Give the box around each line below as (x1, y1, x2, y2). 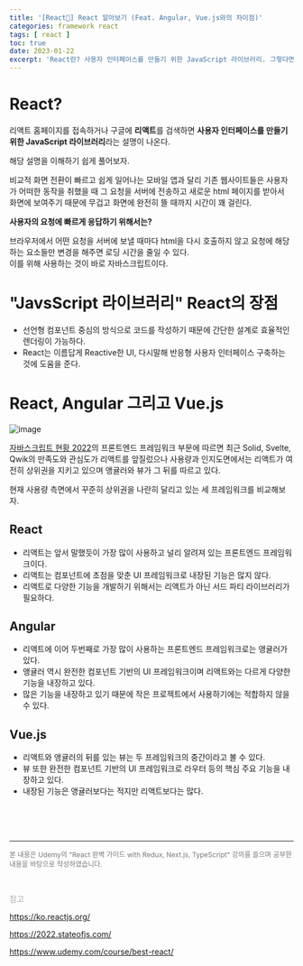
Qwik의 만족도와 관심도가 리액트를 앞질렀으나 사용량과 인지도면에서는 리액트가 (9, 453, 284, 465)
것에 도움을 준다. (22, 358, 81, 369)
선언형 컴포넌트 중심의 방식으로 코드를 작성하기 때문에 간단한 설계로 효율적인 (22, 324, 290, 335)
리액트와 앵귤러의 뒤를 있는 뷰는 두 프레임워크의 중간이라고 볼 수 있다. (22, 752, 266, 763)
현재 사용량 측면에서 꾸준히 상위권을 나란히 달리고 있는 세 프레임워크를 (9, 483, 255, 494)
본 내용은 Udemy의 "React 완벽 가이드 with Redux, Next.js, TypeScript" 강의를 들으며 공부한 (9, 850, 292, 860)
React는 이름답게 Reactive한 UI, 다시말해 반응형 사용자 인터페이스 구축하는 (22, 346, 286, 357)
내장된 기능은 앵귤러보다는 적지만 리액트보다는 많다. (22, 786, 204, 796)
